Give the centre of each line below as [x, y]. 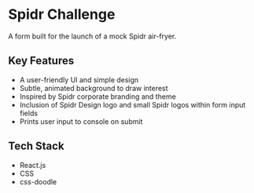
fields [28, 113]
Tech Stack [36, 146]
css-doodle [38, 181]
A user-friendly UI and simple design [79, 79]
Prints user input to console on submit [81, 121]
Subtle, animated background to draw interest [94, 88]
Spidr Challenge [62, 15]
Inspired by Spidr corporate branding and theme [98, 96]
